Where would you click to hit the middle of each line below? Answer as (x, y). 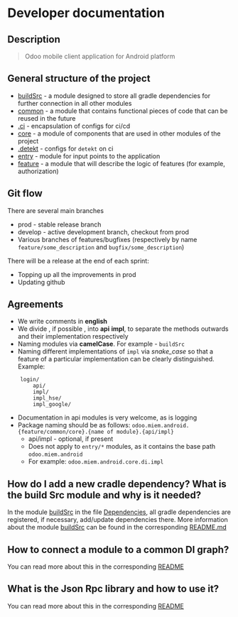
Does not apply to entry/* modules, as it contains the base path (122, 447)
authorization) (38, 171)
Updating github (41, 282)
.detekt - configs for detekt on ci (65, 148)
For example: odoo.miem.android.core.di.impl (96, 462)
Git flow (25, 193)
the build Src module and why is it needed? (104, 495)
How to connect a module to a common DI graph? (118, 549)
